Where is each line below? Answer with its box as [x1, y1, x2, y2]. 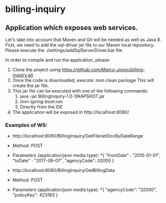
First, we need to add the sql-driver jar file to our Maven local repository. [5, 42, 155, 48]
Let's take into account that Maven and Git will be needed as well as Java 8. [5, 36, 161, 42]
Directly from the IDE [19, 104, 63, 109]
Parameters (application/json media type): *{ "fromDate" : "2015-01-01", [12, 152, 161, 158]
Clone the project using [12, 66, 61, 72]
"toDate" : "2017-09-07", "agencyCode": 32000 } [12, 157, 114, 163]
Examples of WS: [5, 121, 47, 128]
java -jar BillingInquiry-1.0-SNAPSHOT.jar [19, 93, 105, 99]
